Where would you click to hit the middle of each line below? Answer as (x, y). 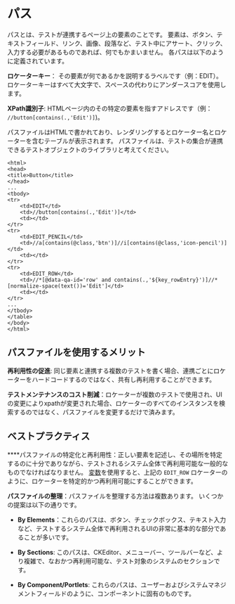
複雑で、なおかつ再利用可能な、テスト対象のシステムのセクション (119, 561)
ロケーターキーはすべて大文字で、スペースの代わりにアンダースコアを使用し (117, 84)
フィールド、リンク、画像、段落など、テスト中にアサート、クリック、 (126, 43)
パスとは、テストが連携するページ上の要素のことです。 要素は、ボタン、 (112, 34)
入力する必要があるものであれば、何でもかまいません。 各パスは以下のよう (116, 52)
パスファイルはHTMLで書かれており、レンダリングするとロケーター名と (111, 132)
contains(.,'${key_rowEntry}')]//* (166, 280)
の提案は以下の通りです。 (44, 505)
